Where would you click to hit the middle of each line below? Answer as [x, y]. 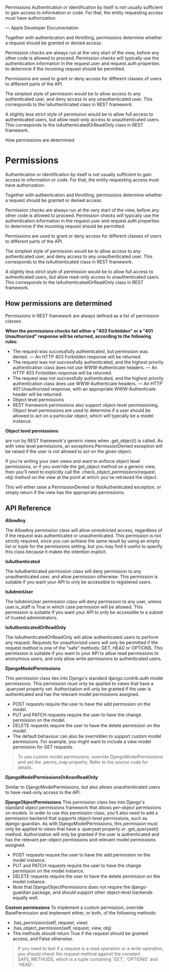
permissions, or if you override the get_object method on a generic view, [81, 466]
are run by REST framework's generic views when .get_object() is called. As [84, 441]
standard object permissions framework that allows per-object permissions [83, 807]
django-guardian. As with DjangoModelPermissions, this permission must [81, 823]
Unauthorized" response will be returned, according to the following [78, 336]
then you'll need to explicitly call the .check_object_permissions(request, [81, 472]
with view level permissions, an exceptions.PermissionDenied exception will [84, 446]
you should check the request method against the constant [79, 954]
